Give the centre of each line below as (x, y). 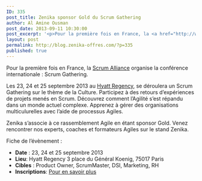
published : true (26, 51)
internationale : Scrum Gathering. (47, 74)
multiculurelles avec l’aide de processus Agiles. (65, 111)
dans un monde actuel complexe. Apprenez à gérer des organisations (92, 105)
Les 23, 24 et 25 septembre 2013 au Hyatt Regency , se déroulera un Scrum (99, 86)
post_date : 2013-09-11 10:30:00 (47, 28)
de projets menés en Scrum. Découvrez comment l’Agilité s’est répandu (95, 98)
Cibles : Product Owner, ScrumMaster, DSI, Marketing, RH (87, 165)
